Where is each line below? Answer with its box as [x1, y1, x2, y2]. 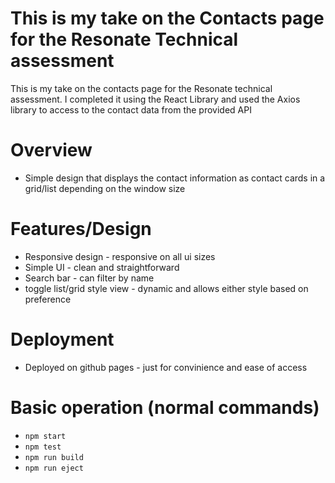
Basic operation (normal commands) [10, 396, 320, 419]
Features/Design [10, 218, 152, 241]
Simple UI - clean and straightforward [24, 261, 180, 273]
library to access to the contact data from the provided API [10, 103, 252, 116]
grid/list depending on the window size [24, 182, 186, 194]
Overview [10, 139, 93, 162]
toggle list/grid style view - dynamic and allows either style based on [24, 282, 309, 294]
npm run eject [24, 463, 84, 473]
